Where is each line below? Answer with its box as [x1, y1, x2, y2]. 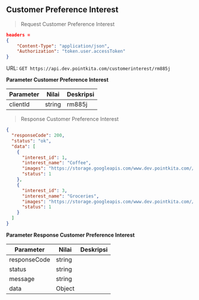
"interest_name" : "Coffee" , [21, 160, 92, 166]
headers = [6, 32, 31, 38]
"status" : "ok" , [11, 138, 52, 144]
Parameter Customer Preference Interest [6, 76, 109, 84]
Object [56, 284, 75, 292]
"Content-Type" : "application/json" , [17, 43, 110, 49]
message [9, 275, 35, 283]
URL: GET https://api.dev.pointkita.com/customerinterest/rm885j [6, 65, 171, 72]
